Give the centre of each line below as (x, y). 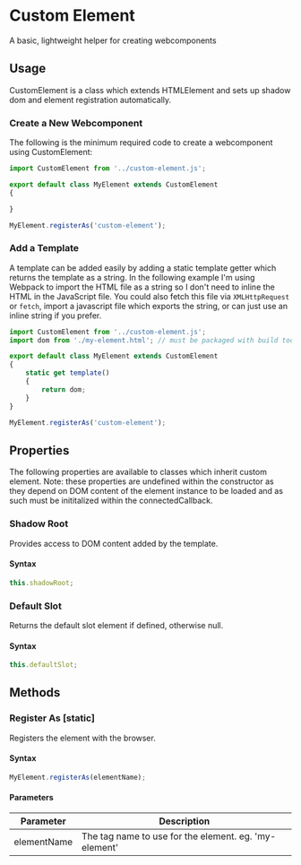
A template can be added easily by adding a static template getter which (143, 268)
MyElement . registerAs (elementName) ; (77, 777)
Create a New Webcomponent (76, 123)
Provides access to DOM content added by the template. (114, 543)
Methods (35, 692)
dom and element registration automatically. (90, 99)
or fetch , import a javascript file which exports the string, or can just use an (149, 306)
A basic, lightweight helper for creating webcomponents (113, 40)
